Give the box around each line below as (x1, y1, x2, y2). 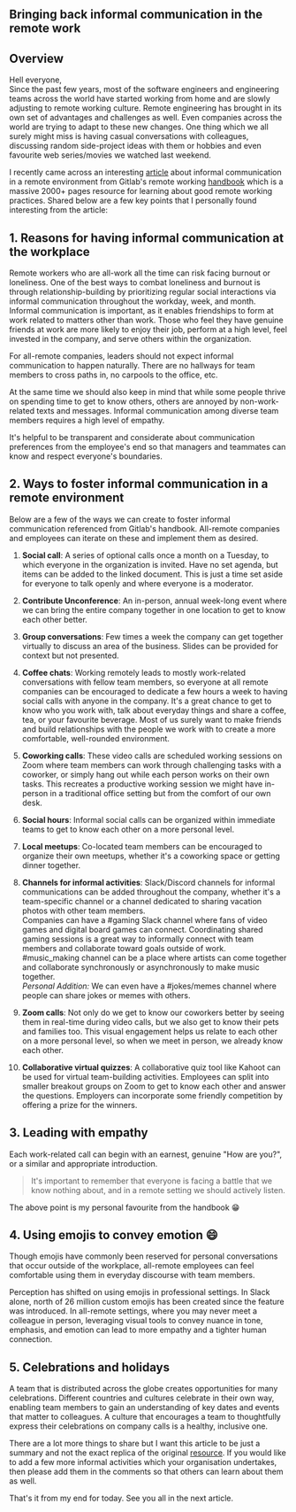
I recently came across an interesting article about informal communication (9, 167, 282, 178)
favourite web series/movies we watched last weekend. (9, 150, 212, 160)
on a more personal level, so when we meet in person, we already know (21, 1035, 284, 1046)
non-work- (239, 396, 280, 407)
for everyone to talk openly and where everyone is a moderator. (21, 578, 254, 588)
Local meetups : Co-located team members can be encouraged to (21, 841, 262, 851)
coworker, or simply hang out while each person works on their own (21, 769, 269, 779)
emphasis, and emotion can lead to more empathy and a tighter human (9, 1324, 267, 1336)
